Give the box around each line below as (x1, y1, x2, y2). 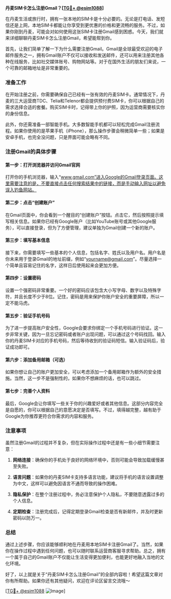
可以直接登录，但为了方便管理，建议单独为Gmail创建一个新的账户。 (16, 224, 158, 231)
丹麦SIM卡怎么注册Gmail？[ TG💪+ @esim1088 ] (5, 5, 104, 11)
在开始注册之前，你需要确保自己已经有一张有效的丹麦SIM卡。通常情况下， (5, 91, 161, 97)
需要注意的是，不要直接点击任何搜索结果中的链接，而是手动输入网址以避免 (9, 181, 166, 187)
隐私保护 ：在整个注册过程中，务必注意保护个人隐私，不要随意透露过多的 (12, 491, 164, 497)
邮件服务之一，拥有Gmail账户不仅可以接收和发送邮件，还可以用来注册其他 (5, 52, 160, 58)
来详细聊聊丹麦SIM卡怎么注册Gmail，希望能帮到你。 (5, 35, 115, 41)
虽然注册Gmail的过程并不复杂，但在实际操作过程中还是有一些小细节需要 (5, 439, 156, 445)
